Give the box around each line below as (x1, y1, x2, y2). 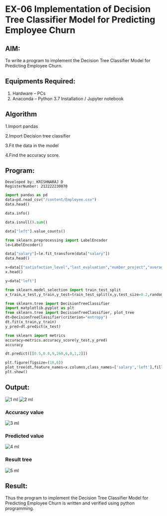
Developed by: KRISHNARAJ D (5, 180, 64, 185)
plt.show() (5, 369, 28, 374)
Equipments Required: (5, 77, 76, 85)
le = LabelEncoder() (5, 242, 43, 247)
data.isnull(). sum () (5, 220, 48, 224)
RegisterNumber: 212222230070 (5, 184, 68, 189)
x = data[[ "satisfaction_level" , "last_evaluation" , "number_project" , (5, 265, 148, 270)
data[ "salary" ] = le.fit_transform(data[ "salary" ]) (5, 251, 110, 256)
